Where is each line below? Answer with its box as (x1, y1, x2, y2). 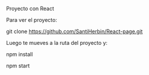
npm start (6, 62, 30, 69)
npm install (6, 51, 33, 58)
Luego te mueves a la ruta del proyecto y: (6, 40, 108, 46)
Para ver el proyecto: (6, 17, 58, 23)
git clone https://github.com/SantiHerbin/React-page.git (6, 28, 143, 35)
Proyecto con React (6, 5, 55, 12)
